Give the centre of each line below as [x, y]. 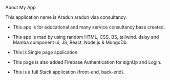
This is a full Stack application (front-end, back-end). [68, 72]
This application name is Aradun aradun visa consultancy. [66, 17]
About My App [20, 7]
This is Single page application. [46, 52]
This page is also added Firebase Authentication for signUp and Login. [87, 62]
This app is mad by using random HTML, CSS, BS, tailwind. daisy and [86, 37]
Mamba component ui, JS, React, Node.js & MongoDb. [70, 42]
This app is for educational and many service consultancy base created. [89, 27]
